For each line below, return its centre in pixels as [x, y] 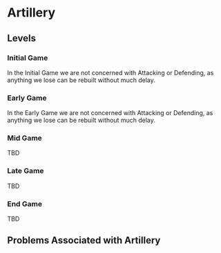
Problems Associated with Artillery [84, 240]
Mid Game [25, 138]
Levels [22, 38]
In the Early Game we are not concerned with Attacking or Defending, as [110, 113]
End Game [25, 203]
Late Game [26, 171]
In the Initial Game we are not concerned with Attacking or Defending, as [110, 72]
